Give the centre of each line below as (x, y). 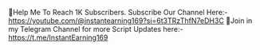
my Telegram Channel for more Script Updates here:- (96, 29)
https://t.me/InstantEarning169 (58, 37)
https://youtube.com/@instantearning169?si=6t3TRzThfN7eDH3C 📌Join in (130, 21)
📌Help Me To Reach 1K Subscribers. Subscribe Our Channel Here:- (118, 12)
